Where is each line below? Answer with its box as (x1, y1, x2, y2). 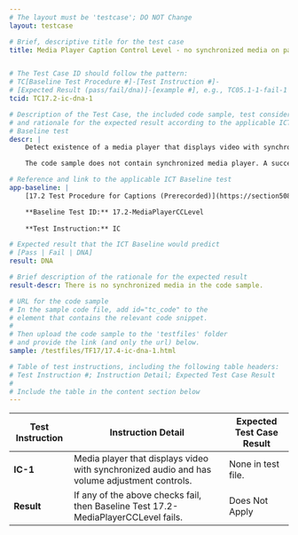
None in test (229, 458, 279, 470)
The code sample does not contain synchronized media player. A (25, 159, 268, 169)
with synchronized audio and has (74, 463, 212, 476)
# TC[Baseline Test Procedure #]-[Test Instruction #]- (9, 77, 220, 87)
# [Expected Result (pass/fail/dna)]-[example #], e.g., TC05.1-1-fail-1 (9, 86, 288, 95)
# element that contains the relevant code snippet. (9, 313, 208, 322)
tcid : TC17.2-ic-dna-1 (9, 94, 93, 103)
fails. (162, 511, 184, 523)
